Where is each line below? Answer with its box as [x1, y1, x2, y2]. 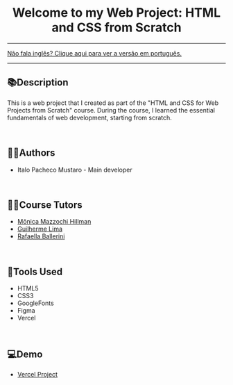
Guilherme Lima [17, 224, 63, 234]
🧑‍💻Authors [7, 147, 55, 159]
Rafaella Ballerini [17, 232, 65, 240]
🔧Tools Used [7, 265, 63, 277]
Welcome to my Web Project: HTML [12, 5, 221, 21]
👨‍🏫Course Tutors [7, 199, 83, 211]
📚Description [7, 76, 69, 88]
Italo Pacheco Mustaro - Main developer [17, 165, 133, 174]
